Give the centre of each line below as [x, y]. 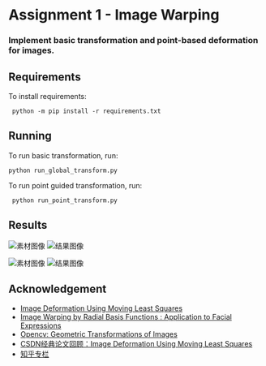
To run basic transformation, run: [63, 155]
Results [28, 225]
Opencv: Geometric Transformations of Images [99, 334]
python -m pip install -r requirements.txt [86, 111]
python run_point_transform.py [64, 200]
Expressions [41, 325]
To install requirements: [47, 96]
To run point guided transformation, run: [75, 185]
